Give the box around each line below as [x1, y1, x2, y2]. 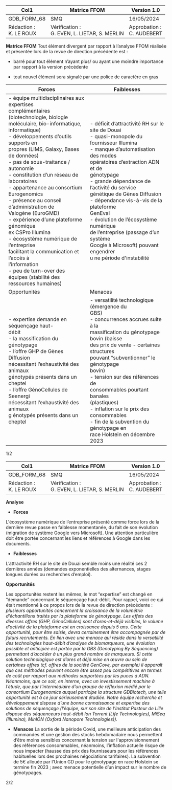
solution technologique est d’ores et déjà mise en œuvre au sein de [6, 656, 148, 662]
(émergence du [89, 303, 127, 310]
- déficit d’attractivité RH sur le [89, 120, 164, 127]
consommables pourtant [89, 386, 149, 393]
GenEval [89, 210, 110, 216]
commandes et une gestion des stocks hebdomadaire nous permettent [13, 732, 163, 737]
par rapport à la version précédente [13, 64, 88, 70]
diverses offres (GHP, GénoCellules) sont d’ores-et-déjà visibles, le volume [6, 619, 164, 624]
